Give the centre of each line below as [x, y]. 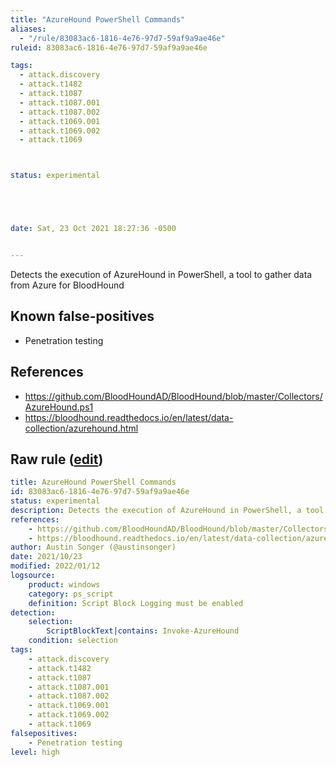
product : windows [64, 584]
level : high [35, 752]
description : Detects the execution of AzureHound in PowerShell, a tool [167, 510]
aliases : [28, 29]
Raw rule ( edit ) [57, 459]
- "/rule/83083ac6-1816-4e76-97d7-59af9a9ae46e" [122, 38]
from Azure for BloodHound [67, 285]
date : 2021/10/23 [46, 557]
